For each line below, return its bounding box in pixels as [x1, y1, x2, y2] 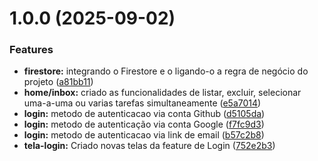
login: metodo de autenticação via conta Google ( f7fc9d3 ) [23, 118, 265, 131]
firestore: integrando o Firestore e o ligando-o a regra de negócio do [23, 65, 309, 77]
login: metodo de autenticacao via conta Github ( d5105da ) [23, 108, 266, 120]
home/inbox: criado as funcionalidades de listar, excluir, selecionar [23, 87, 302, 99]
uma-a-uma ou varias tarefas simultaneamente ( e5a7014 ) [23, 97, 262, 109]
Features [9, 43, 54, 57]
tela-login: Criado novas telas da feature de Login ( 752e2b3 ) [23, 140, 276, 152]
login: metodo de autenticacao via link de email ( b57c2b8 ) [23, 129, 265, 141]
